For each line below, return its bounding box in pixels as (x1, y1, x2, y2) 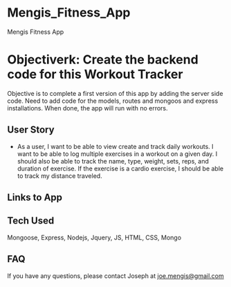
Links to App (7, 192, 63, 204)
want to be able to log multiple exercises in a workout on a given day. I (17, 150, 218, 158)
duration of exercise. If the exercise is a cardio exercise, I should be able (17, 164, 223, 172)
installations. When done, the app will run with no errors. (7, 103, 168, 112)
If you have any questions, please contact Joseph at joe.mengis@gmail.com (7, 271, 225, 280)
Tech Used (7, 215, 55, 227)
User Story (7, 124, 55, 136)
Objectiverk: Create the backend (7, 52, 198, 68)
